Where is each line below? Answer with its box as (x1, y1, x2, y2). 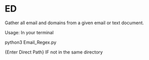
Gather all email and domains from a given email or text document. (5, 20, 144, 26)
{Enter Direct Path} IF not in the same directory (5, 49, 103, 55)
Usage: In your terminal (5, 29, 54, 35)
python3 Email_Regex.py (5, 39, 56, 45)
